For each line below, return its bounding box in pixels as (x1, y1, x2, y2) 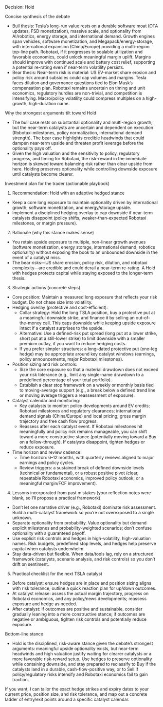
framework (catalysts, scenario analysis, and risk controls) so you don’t (12, 556, 156, 562)
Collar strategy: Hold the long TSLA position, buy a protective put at (19, 310, 155, 316)
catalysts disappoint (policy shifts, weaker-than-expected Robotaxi (12, 215, 147, 221)
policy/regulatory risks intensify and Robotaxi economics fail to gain (12, 671, 148, 677)
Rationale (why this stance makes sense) (12, 230, 94, 235)
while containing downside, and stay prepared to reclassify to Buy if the (12, 661, 156, 667)
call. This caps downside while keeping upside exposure (42, 320, 156, 326)
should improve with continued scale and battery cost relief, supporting (12, 59, 156, 65)
